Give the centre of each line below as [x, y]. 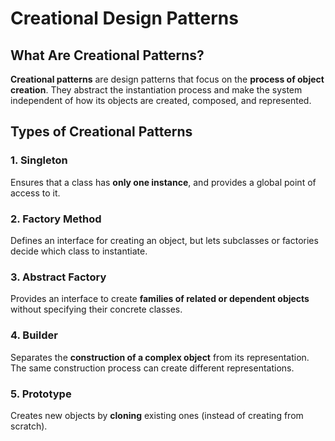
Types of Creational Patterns [101, 132]
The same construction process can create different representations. [152, 368]
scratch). [29, 426]
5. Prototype [41, 394]
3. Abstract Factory [58, 277]
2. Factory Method [56, 219]
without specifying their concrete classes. [96, 309]
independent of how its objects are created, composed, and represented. [161, 100]
